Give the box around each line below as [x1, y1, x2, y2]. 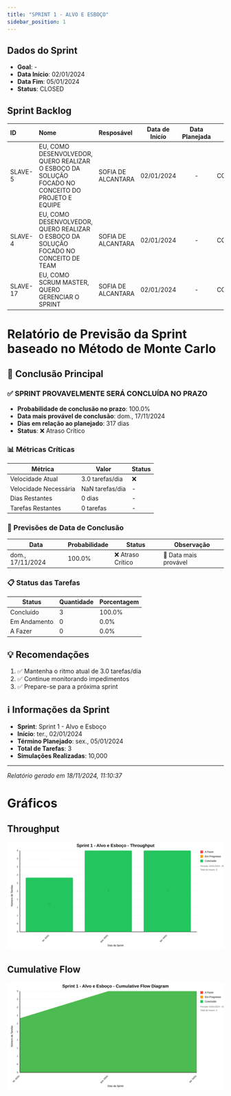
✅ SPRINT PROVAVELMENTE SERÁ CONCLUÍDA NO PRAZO [7, 389, 208, 398]
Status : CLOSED [16, 85, 64, 93]
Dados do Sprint [7, 45, 78, 56]
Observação [174, 540, 210, 548]
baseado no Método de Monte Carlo [7, 341, 217, 357]
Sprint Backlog [7, 105, 72, 116]
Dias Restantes [10, 494, 53, 502]
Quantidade [59, 598, 94, 606]
